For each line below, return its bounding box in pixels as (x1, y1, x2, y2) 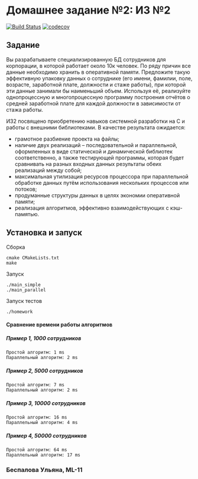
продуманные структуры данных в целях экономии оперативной (14, 191, 180, 198)
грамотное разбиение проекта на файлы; (14, 135, 119, 142)
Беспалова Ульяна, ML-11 (6, 465, 83, 474)
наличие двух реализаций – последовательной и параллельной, (14, 141, 177, 148)
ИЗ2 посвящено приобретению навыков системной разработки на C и (6, 118, 185, 125)
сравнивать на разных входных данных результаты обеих (14, 160, 162, 167)
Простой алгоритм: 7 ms (6, 382, 65, 388)
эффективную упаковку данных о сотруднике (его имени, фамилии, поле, (6, 74, 193, 82)
